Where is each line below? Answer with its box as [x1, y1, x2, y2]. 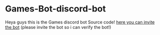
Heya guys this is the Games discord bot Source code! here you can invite [5, 19, 155, 25]
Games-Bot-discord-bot [5, 3, 106, 14]
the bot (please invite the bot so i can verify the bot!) [5, 24, 111, 30]
